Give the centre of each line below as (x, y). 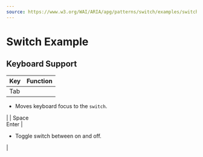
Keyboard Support (42, 64)
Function (39, 81)
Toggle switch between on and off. (58, 136)
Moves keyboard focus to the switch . (61, 106)
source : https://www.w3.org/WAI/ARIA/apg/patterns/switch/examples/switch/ (104, 12)
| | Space (18, 118)
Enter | (14, 124)
